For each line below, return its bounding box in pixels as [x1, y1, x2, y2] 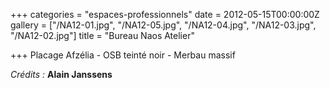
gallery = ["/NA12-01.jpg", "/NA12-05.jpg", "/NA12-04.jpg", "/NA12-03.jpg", [10, 19, 317, 31]
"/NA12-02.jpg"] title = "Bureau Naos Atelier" [10, 30, 195, 41]
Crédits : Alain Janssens [10, 69, 113, 80]
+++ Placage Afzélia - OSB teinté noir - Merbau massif [10, 49, 236, 61]
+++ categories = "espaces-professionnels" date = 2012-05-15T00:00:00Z [10, 9, 320, 20]
